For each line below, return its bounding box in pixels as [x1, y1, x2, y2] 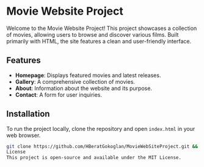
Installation [6, 109, 50, 119]
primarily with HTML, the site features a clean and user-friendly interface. [6, 37, 191, 45]
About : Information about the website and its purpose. [15, 84, 153, 92]
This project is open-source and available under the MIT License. [6, 155, 182, 161]
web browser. [6, 132, 41, 139]
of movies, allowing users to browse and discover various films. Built [6, 31, 179, 38]
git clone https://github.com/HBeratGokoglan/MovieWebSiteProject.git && [6, 143, 199, 149]
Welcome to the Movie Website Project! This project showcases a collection [6, 24, 197, 32]
